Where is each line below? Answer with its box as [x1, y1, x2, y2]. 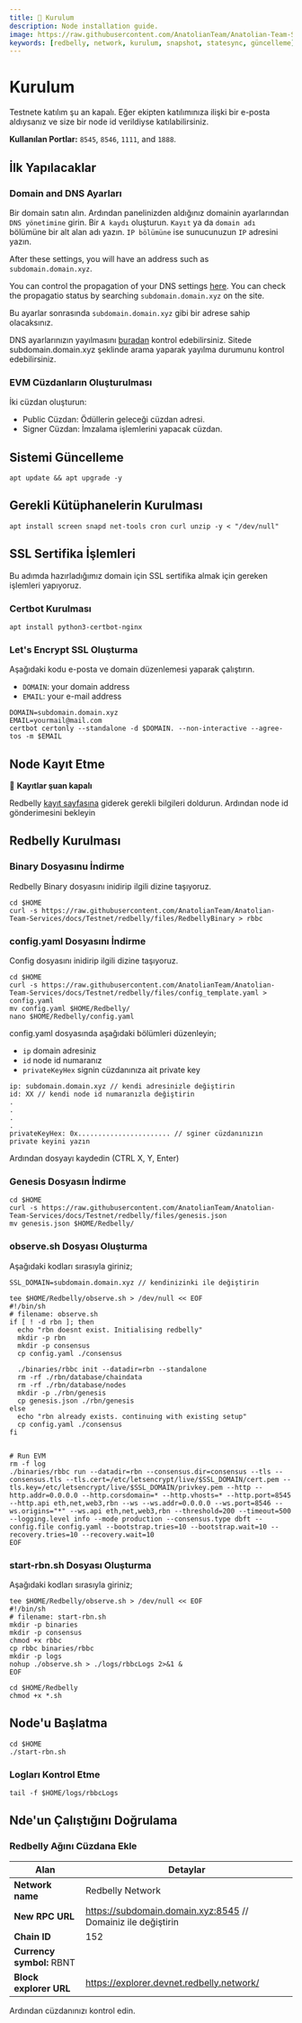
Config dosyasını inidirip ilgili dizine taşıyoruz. [9, 955, 179, 966]
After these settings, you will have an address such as [9, 253, 209, 264]
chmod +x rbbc [9, 1636, 63, 1645]
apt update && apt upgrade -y [9, 474, 123, 483]
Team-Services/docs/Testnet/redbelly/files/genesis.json [9, 1212, 227, 1221]
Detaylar [167, 1863, 206, 1875]
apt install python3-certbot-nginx [9, 622, 143, 631]
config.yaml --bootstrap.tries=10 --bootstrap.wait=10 [57, 1522, 268, 1531]
